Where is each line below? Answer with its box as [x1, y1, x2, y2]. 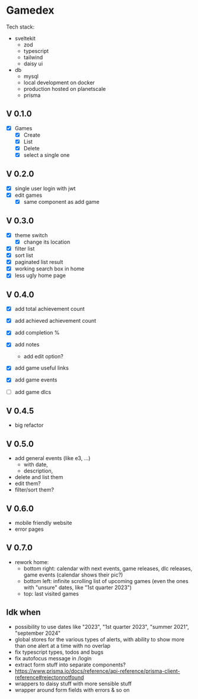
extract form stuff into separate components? [14, 661, 126, 668]
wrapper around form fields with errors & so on [14, 686, 130, 693]
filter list [14, 245, 35, 252]
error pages [14, 525, 44, 533]
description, [23, 467, 53, 474]
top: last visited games [23, 590, 79, 597]
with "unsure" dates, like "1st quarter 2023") [23, 584, 132, 591]
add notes [14, 341, 40, 348]
